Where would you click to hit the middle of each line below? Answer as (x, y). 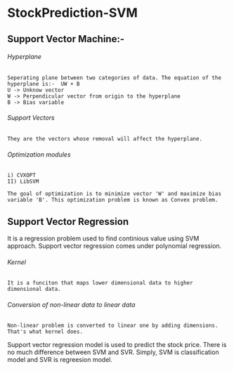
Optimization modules (39, 154)
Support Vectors (31, 118)
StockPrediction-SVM (73, 13)
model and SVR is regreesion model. (60, 360)
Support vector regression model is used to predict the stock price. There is (117, 345)
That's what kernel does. (45, 332)
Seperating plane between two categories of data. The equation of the (114, 78)
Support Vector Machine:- (66, 39)
